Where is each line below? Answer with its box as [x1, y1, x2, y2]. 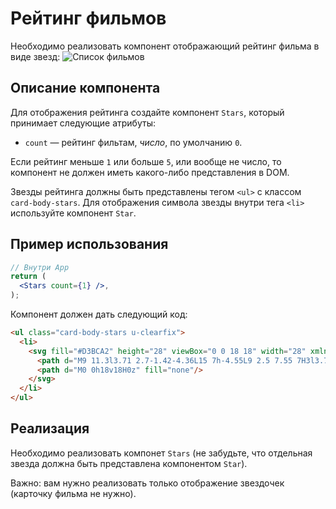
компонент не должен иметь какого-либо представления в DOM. [10, 166, 290, 178]
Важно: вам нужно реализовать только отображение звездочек [10, 477, 285, 489]
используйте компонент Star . [10, 207, 137, 219]
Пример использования [10, 236, 169, 253]
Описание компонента [10, 80, 161, 97]
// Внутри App [10, 262, 70, 272]
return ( [10, 272, 47, 282]
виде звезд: [10, 50, 61, 62]
